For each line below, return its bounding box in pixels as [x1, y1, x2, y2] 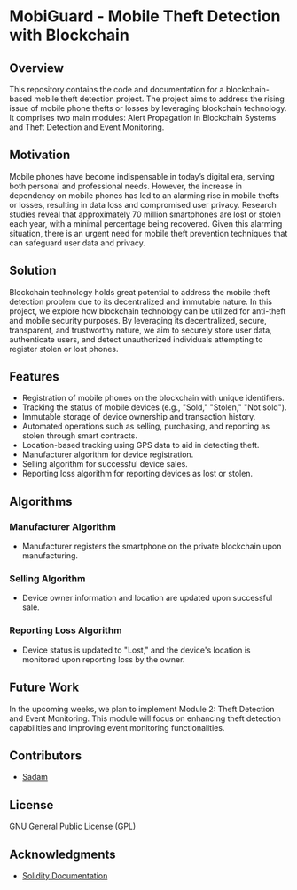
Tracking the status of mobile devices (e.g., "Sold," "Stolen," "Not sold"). [21, 402, 287, 413]
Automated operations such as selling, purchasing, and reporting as [21, 421, 270, 432]
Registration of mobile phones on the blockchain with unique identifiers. [21, 393, 285, 404]
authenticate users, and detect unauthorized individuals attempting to [9, 333, 263, 344]
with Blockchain [9, 25, 130, 45]
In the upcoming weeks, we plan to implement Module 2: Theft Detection [9, 703, 275, 714]
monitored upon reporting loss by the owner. [21, 653, 185, 664]
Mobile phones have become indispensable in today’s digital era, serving [9, 171, 275, 181]
